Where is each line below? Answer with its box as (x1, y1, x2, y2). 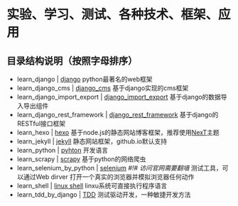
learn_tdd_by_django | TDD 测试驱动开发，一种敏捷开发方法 (16, 190, 191, 199)
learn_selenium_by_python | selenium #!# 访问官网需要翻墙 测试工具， (16, 164, 222, 172)
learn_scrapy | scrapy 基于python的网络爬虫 (16, 155, 146, 163)
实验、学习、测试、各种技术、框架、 (6, 6, 219, 23)
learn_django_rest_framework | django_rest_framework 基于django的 (16, 111, 219, 119)
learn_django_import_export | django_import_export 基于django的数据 (16, 93, 222, 101)
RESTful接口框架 (16, 119, 66, 128)
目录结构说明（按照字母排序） (6, 55, 138, 67)
